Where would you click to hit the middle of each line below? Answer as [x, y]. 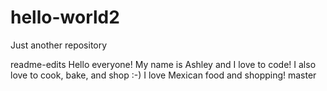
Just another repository [59, 45]
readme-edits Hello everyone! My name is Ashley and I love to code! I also [163, 64]
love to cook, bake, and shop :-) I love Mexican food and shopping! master [163, 75]
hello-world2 [65, 17]
